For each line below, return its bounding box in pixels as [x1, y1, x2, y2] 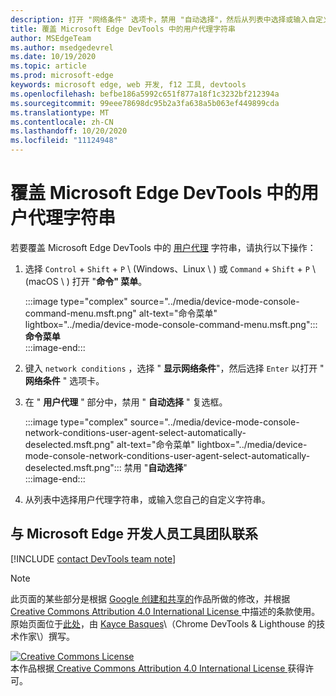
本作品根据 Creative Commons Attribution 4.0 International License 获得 [10, 662, 306, 674]
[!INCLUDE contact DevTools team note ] [10, 552, 177, 565]
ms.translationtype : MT [10, 107, 110, 118]
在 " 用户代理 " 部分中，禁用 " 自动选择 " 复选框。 [24, 396, 228, 408]
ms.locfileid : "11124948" [10, 136, 118, 146]
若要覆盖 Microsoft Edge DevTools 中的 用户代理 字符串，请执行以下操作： [10, 241, 317, 253]
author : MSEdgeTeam [10, 33, 92, 43]
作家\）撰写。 [18, 630, 76, 642]
